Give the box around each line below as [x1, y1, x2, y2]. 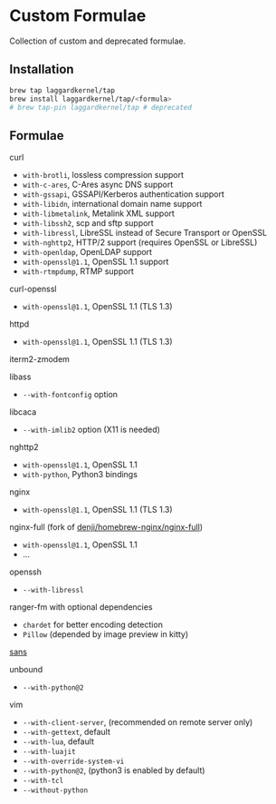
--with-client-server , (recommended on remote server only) [22, 717, 253, 728]
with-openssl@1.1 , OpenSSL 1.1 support [22, 256, 169, 268]
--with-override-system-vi [22, 757, 125, 767]
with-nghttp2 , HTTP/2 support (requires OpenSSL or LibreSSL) [22, 237, 258, 248]
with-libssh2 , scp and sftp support [22, 218, 154, 229]
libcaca [9, 407, 37, 417]
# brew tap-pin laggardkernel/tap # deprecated [9, 103, 193, 112]
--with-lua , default [22, 736, 95, 747]
